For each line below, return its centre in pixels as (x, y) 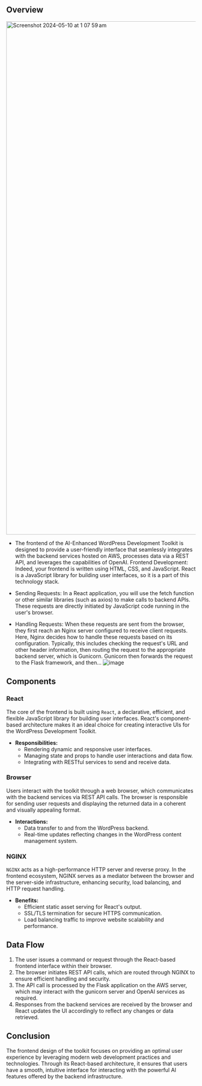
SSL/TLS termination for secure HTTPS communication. (93, 914)
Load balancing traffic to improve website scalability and (94, 920)
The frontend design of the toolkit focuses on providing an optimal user (94, 1050)
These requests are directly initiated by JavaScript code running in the (102, 606)
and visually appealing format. (44, 810)
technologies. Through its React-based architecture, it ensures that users (97, 1063)
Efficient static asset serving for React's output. (83, 907)
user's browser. (34, 612)
